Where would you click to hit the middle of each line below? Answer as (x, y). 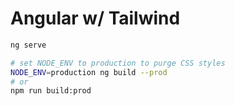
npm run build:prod (51, 91)
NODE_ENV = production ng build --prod (89, 72)
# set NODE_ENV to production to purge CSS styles (118, 63)
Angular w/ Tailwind (95, 18)
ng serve (28, 45)
